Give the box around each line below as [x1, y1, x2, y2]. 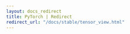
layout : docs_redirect [6, 8, 62, 14]
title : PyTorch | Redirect [6, 14, 72, 20]
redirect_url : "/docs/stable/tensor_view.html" [6, 19, 125, 25]
